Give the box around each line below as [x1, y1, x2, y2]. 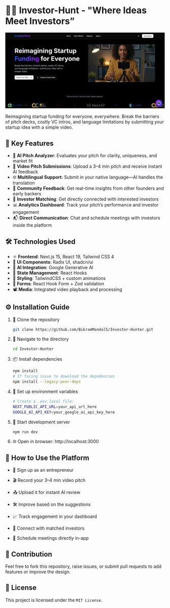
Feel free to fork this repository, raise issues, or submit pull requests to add [5, 563, 162, 569]
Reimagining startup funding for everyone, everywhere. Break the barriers [5, 113, 159, 120]
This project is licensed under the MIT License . [5, 597, 103, 603]
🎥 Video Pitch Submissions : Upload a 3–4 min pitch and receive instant [12, 163, 162, 169]
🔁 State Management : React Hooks [12, 270, 87, 276]
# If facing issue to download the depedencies [12, 374, 115, 379]
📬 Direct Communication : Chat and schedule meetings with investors [12, 215, 160, 221]
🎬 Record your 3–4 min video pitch [12, 477, 86, 483]
